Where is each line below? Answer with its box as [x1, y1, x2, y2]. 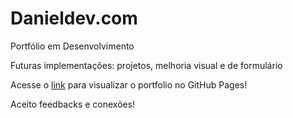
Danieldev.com [10, 7, 138, 30]
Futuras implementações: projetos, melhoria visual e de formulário [10, 59, 283, 71]
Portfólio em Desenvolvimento [10, 40, 135, 52]
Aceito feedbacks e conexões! [10, 98, 136, 110]
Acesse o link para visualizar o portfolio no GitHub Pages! [10, 78, 248, 91]
